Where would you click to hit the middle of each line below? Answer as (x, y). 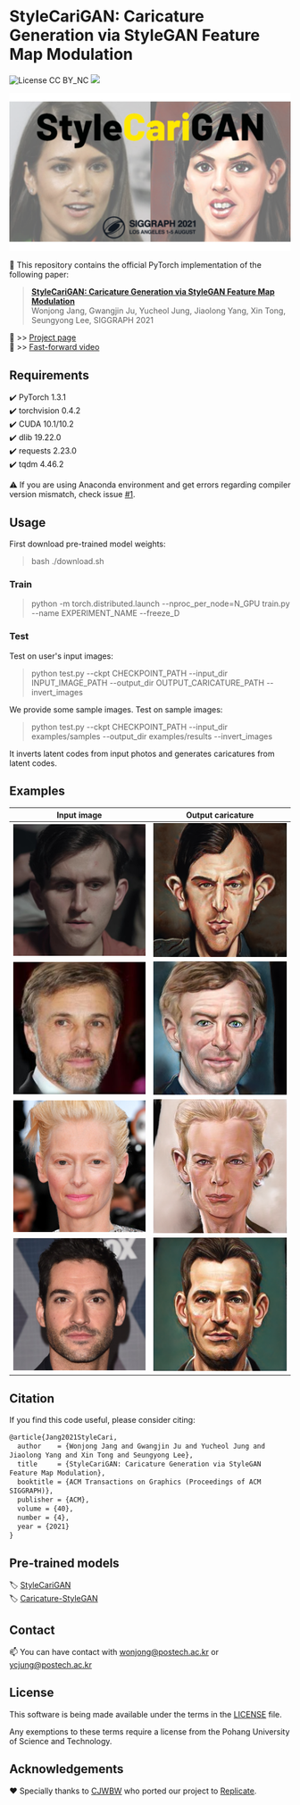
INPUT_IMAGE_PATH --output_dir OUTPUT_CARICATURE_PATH (148, 682)
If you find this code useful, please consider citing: (102, 1420)
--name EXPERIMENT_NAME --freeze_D (105, 613)
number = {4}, (43, 1518)
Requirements (49, 375)
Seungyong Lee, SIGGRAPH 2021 (92, 320)
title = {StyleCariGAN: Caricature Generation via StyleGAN (139, 1464)
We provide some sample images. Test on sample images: (116, 709)
